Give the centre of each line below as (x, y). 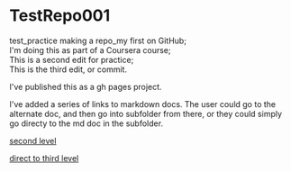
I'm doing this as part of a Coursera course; (90, 50)
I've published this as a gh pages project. (86, 86)
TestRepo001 (60, 16)
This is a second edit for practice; (72, 59)
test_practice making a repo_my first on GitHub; (98, 41)
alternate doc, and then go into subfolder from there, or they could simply (145, 113)
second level (33, 140)
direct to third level (44, 158)
